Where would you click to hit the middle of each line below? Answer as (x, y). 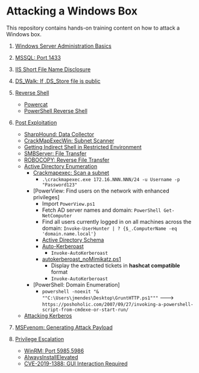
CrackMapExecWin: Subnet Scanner (69, 141)
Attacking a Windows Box (72, 11)
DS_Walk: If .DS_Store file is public (58, 81)
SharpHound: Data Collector (59, 134)
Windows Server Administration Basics (63, 46)
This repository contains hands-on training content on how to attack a (93, 28)
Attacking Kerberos (48, 316)
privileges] (46, 197)
